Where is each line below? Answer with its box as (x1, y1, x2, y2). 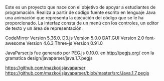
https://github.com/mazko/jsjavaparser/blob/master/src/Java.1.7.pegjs (5, 70, 149, 76)
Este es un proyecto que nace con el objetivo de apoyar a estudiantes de (5, 4, 156, 10)
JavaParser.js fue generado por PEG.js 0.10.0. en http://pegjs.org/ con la (5, 50, 154, 56)
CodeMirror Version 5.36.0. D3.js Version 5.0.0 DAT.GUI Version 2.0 (5, 35, 144, 41)
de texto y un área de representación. (5, 25, 83, 31)
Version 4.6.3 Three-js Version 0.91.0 (26, 40, 103, 46)
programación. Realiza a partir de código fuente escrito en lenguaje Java (5, 9, 156, 15)
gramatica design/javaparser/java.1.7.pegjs (5, 55, 93, 61)
